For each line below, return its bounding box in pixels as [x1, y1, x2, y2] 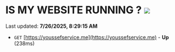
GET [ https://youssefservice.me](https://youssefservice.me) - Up [13, 34, 169, 40]
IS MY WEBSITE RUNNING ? [5, 3, 142, 17]
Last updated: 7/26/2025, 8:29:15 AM [5, 23, 98, 29]
